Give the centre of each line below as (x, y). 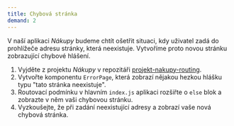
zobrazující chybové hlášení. (49, 56)
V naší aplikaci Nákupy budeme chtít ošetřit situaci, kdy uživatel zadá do (113, 40)
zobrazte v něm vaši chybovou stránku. (75, 99)
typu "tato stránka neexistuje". (62, 84)
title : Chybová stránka (43, 14)
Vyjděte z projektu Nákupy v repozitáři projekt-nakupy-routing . (110, 69)
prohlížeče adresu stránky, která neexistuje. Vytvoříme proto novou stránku (117, 48)
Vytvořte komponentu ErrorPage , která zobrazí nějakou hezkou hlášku (119, 77)
